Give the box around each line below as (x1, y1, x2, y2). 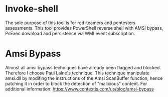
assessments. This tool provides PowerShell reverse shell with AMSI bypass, (5, 25, 163, 31)
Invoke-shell (5, 3, 59, 15)
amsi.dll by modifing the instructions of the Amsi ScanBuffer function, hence (5, 75, 163, 81)
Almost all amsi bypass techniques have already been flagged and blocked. (5, 64, 161, 70)
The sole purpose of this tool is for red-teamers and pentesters (5, 20, 135, 26)
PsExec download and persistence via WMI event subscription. (5, 30, 135, 36)
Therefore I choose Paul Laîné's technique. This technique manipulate (5, 70, 150, 76)
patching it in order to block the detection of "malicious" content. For (5, 80, 147, 86)
